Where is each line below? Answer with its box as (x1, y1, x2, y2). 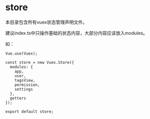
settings (14, 86, 33, 92)
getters (10, 96, 27, 101)
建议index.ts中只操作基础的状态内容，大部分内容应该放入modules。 (5, 30, 148, 36)
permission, (14, 82, 40, 87)
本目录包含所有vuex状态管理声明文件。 (5, 19, 88, 25)
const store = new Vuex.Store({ (5, 60, 74, 65)
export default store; (5, 109, 54, 114)
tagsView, (14, 78, 36, 83)
